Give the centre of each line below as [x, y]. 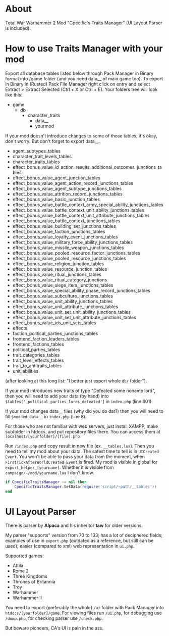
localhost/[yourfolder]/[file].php [43, 436]
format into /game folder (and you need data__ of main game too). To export [84, 78]
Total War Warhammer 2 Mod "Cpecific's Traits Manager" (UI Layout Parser [84, 23]
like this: [14, 94]
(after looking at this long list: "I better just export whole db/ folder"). [76, 381]
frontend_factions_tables [38, 344]
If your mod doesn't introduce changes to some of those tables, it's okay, [81, 136]
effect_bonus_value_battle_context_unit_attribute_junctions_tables [81, 215]
